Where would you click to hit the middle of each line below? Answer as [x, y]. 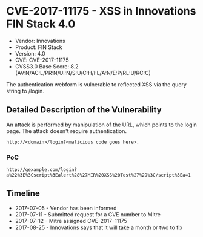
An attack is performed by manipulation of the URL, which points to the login [101, 125]
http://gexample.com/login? [42, 170]
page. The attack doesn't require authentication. [67, 131]
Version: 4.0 [30, 53]
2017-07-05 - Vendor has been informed [66, 208]
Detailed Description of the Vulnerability [84, 110]
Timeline [23, 194]
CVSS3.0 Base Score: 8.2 [47, 66]
